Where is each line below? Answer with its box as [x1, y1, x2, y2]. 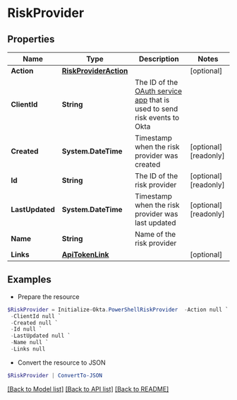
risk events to [135, 113, 180, 122]
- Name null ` [10, 339, 49, 346]
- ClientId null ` [10, 312, 61, 319]
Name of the [135, 230, 176, 239]
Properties [7, 33, 55, 45]
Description [138, 54, 179, 64]
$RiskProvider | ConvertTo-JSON [7, 372, 102, 379]
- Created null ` [10, 319, 59, 327]
